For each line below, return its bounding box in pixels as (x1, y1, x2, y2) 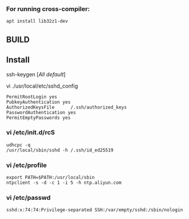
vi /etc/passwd (6, 193, 51, 202)
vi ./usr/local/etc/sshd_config (6, 82, 78, 90)
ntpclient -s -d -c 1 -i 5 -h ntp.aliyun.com (6, 180, 121, 186)
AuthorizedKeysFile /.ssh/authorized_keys (6, 104, 127, 110)
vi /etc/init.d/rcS (6, 128, 55, 137)
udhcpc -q (6, 142, 31, 148)
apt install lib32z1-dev (6, 18, 68, 24)
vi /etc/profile (6, 161, 47, 169)
